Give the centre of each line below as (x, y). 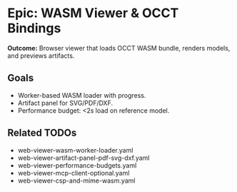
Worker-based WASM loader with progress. (82, 95)
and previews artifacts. (41, 56)
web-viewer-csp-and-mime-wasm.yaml (76, 181)
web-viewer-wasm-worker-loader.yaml (75, 150)
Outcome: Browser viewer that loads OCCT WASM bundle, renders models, (119, 48)
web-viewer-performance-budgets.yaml (77, 165)
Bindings (34, 28)
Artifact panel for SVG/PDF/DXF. (65, 103)
